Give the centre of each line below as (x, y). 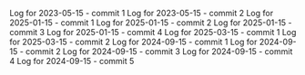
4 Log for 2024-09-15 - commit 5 (72, 61)
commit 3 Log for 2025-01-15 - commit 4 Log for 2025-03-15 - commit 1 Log (153, 32)
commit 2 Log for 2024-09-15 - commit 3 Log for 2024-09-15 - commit (159, 52)
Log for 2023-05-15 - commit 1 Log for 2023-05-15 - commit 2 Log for (142, 13)
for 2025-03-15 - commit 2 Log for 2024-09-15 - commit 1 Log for (133, 42)
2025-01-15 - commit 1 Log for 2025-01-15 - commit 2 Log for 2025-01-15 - (151, 23)
